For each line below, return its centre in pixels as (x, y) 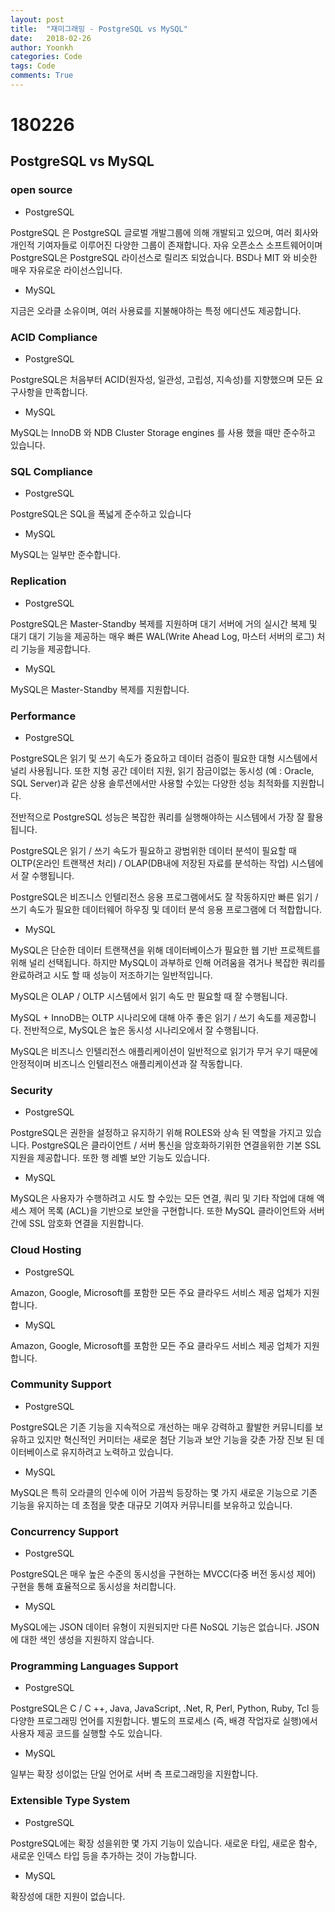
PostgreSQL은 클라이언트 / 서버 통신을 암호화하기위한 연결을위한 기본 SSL (176, 1145)
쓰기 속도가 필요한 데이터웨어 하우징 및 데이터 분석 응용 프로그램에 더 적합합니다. (166, 909)
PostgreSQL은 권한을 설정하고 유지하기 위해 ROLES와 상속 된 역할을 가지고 (157, 1133)
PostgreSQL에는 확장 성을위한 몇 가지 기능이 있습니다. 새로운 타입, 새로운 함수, (164, 1843)
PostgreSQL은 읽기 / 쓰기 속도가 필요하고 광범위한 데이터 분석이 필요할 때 (153, 850)
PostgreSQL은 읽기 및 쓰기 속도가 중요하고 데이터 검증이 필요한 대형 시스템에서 (164, 758)
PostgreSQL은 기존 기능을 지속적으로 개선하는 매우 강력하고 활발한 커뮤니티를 (161, 1427)
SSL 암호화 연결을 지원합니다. (86, 1223)
